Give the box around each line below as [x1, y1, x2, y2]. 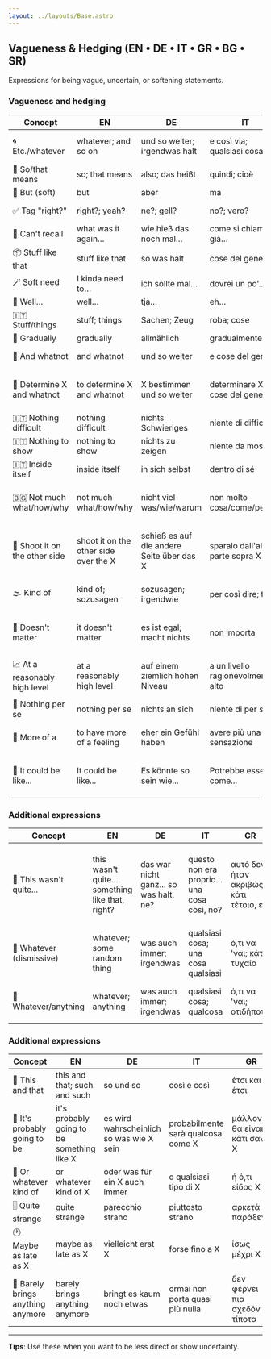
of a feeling [76, 736, 119, 748]
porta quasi [169, 1294, 212, 1305]
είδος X [231, 1182, 261, 1193]
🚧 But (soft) [12, 186, 56, 198]
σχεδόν [231, 1303, 261, 1315]
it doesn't [76, 622, 113, 633]
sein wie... [140, 775, 179, 786]
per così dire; [209, 588, 260, 599]
